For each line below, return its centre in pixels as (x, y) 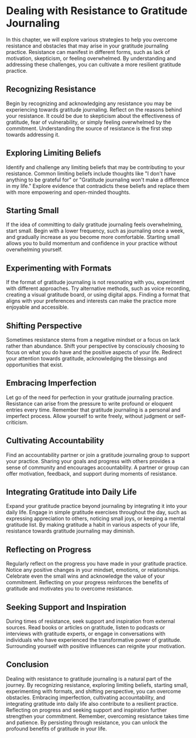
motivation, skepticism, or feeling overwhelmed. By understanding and (91, 58)
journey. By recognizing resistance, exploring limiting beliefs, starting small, (97, 685)
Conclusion (27, 665)
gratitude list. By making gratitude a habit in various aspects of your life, (93, 525)
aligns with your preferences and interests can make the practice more (91, 301)
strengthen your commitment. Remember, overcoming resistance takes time (97, 716)
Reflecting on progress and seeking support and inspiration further (87, 710)
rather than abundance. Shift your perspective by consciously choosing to (95, 346)
